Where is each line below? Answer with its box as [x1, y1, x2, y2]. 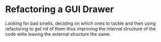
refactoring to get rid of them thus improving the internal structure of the [5, 25, 156, 31]
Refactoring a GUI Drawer [5, 4, 114, 15]
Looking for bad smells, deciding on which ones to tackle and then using [5, 20, 156, 26]
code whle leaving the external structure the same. [5, 31, 111, 37]
